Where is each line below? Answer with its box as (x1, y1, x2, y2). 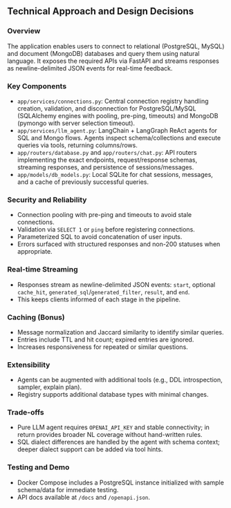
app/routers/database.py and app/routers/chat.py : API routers (17, 148, 197, 156)
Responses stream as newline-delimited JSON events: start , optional (17, 280, 216, 289)
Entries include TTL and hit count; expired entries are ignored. (17, 335, 194, 344)
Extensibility (7, 359, 50, 369)
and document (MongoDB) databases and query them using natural (7, 49, 200, 57)
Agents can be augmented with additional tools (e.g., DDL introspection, (17, 376, 223, 384)
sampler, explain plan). (17, 383, 82, 391)
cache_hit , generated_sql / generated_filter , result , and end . (17, 288, 190, 296)
